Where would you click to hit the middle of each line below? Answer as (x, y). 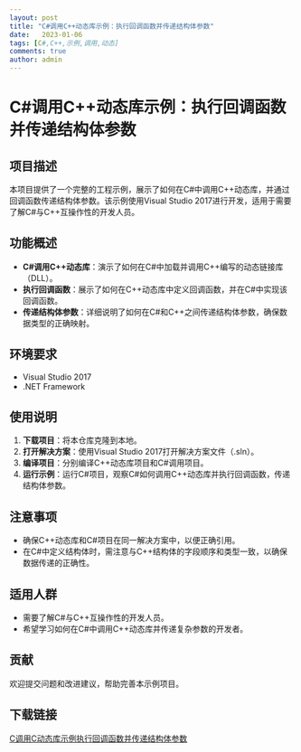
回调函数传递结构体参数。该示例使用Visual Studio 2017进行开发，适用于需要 (150, 201)
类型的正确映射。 (62, 323)
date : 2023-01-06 (46, 34)
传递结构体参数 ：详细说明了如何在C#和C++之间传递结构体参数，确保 (151, 312)
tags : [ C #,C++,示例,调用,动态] (64, 43)
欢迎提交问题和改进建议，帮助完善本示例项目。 (96, 683)
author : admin (36, 60)
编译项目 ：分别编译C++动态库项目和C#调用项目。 (115, 463)
